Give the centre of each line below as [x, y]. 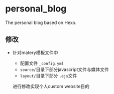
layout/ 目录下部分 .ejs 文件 [48, 75]
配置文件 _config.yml [42, 63]
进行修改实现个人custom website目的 [51, 86]
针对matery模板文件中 [35, 52]
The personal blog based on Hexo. [41, 22]
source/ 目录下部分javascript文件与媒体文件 [64, 69]
